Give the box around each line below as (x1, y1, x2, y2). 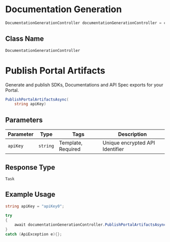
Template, (59, 139, 82, 146)
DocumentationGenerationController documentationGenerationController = (5, 20, 162, 25)
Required (59, 146, 81, 153)
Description (118, 131, 147, 138)
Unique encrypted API (102, 139, 155, 146)
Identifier (102, 146, 124, 153)
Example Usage (5, 190, 56, 199)
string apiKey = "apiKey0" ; (5, 203, 65, 209)
